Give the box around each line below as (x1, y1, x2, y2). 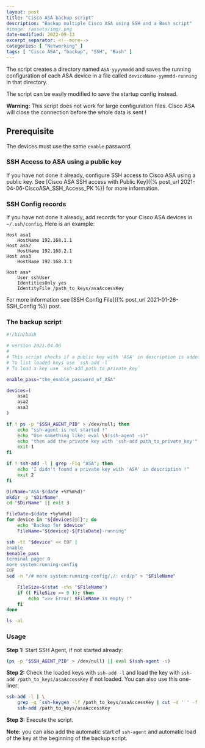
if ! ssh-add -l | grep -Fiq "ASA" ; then (6, 460, 113, 467)
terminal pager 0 (6, 556, 51, 562)
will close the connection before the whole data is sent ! (6, 108, 147, 116)
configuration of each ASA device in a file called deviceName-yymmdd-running (6, 71, 197, 79)
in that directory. (6, 78, 48, 85)
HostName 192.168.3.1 (17, 259, 72, 265)
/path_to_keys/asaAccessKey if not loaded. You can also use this (17, 675, 178, 683)
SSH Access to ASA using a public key (6, 158, 122, 166)
